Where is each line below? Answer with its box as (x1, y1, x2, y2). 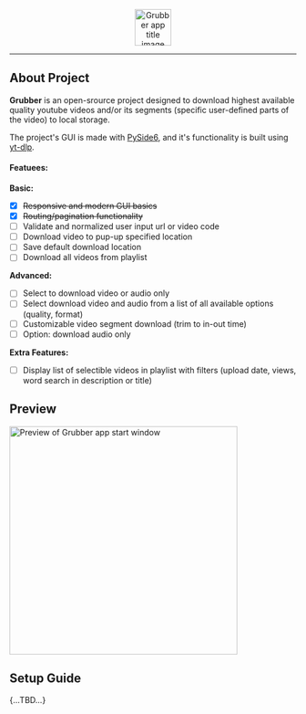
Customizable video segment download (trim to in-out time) (22, 318, 248, 329)
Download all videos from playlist (22, 252, 148, 263)
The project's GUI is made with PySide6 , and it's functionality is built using (9, 131, 289, 142)
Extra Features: (9, 347, 69, 358)
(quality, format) (22, 309, 84, 320)
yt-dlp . (9, 142, 35, 152)
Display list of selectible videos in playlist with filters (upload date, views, (22, 364, 297, 375)
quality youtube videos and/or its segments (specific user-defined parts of (9, 104, 290, 115)
